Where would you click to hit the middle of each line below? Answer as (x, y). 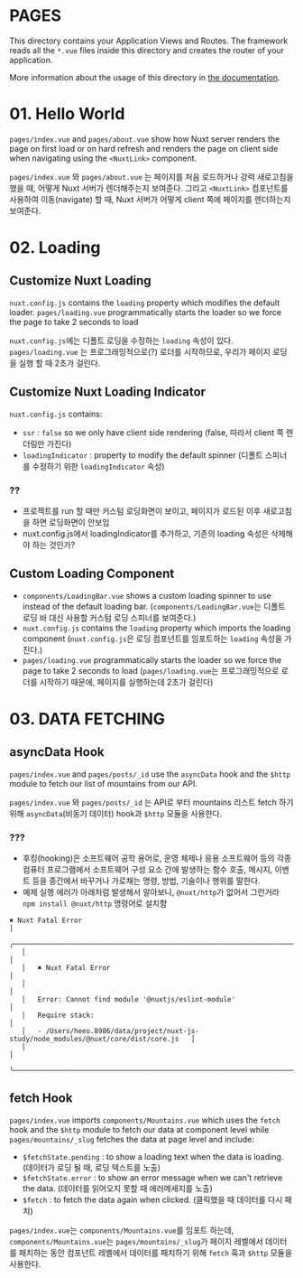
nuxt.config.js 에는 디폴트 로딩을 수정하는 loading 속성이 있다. (121, 340)
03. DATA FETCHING (87, 718)
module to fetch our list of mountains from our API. (104, 783)
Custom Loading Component (92, 574)
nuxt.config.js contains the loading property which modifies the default (145, 303)
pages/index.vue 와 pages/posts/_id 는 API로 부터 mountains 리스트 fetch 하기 (151, 802)
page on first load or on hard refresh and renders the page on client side (144, 148)
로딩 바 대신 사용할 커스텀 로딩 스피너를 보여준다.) (109, 617)
